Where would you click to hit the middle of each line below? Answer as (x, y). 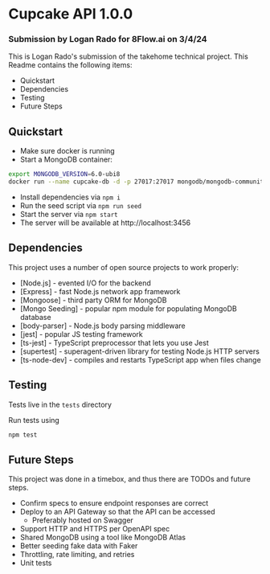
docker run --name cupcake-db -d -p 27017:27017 (91, 182)
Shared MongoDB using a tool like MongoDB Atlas (103, 537)
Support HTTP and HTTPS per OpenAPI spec (95, 529)
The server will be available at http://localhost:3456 (105, 223)
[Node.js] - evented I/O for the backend (85, 283)
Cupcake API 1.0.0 (71, 14)
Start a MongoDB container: (66, 160)
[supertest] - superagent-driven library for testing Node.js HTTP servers (139, 351)
